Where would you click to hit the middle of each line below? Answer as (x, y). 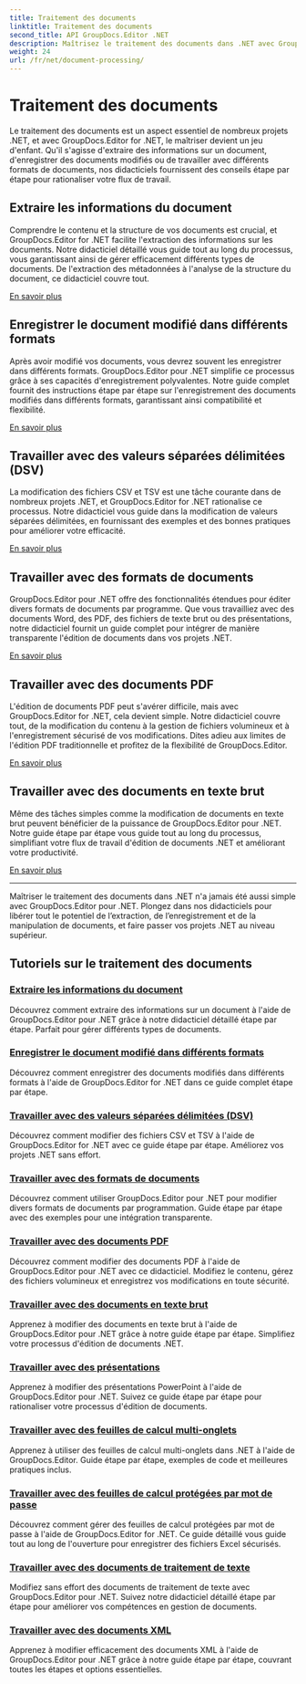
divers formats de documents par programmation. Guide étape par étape (146, 1208)
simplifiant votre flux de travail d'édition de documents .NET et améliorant (148, 842)
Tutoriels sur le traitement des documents (131, 964)
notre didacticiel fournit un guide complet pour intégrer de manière (134, 628)
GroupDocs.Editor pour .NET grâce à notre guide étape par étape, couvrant (151, 1660)
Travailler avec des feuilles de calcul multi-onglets (123, 1430)
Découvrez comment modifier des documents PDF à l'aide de (125, 1261)
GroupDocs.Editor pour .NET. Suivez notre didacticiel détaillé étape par (143, 1597)
